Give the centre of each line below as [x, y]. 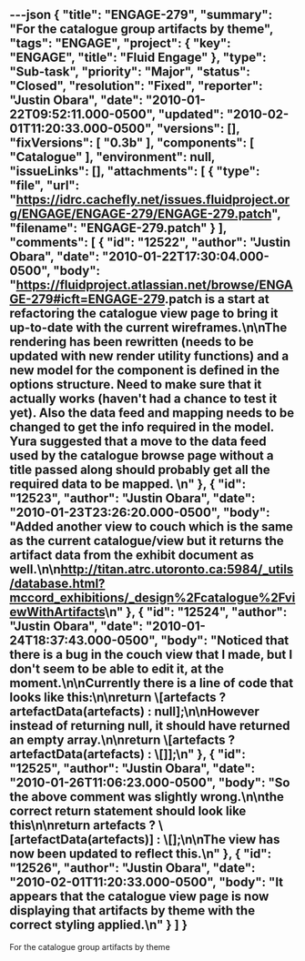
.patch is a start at [217, 299]
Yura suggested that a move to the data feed [138, 442]
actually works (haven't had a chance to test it [143, 399]
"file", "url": [45, 186]
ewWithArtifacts [57, 612]
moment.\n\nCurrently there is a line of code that [152, 683]
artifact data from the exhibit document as [132, 556]
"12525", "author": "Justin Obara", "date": [132, 769]
